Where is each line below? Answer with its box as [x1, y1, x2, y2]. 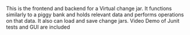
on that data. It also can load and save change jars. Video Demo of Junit [6, 17, 180, 24]
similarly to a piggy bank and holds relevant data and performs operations [6, 11, 184, 18]
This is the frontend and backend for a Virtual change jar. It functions [6, 5, 172, 12]
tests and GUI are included [6, 23, 70, 30]
